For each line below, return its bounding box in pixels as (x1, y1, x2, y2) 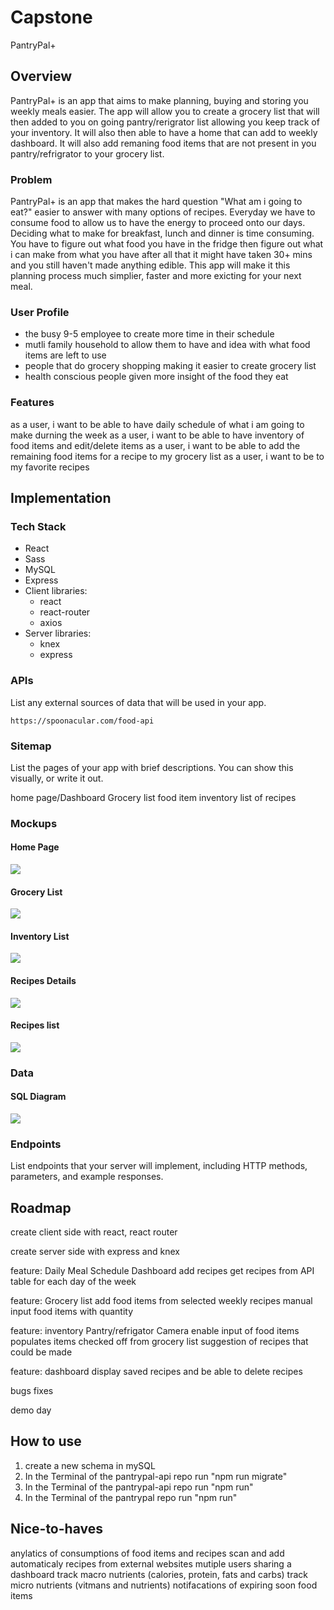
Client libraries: (24, 585, 88, 597)
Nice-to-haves (10, 1521, 103, 1538)
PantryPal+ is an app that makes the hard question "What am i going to (10, 196, 303, 208)
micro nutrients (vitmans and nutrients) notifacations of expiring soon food (10, 1579, 318, 1591)
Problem (10, 172, 53, 186)
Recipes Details (10, 975, 77, 987)
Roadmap (10, 1199, 72, 1216)
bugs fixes (10, 1385, 54, 1397)
